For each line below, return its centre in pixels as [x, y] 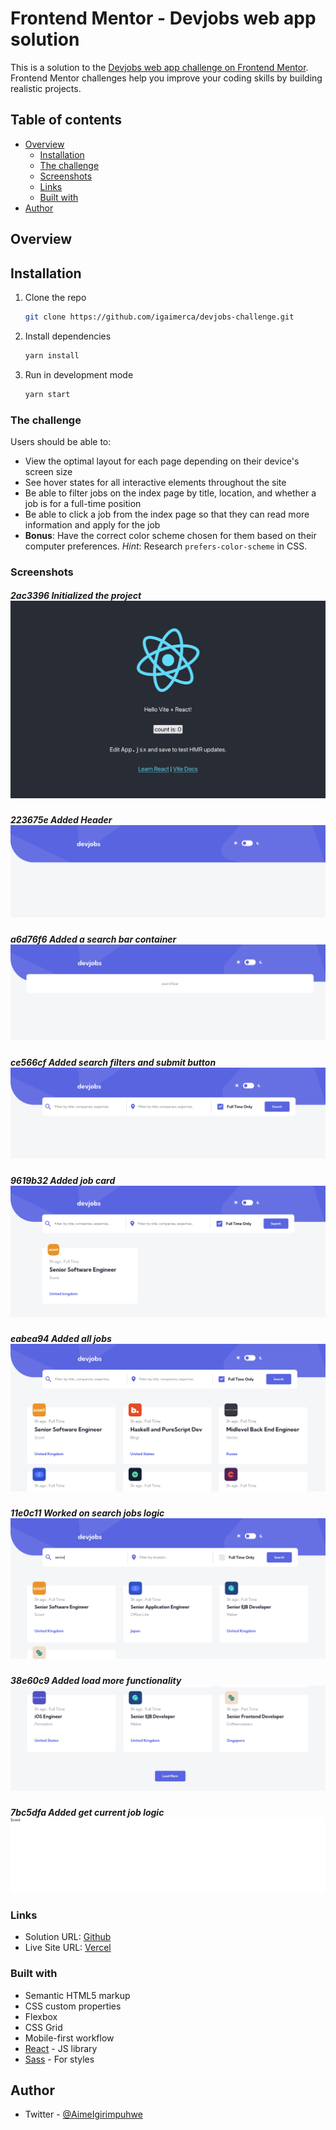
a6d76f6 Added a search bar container [93, 939]
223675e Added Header [61, 820]
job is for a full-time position [83, 503]
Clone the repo [55, 297]
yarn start [47, 394]
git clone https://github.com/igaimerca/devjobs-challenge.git [159, 317]
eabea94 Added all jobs [61, 1339]
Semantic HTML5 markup [77, 1995]
